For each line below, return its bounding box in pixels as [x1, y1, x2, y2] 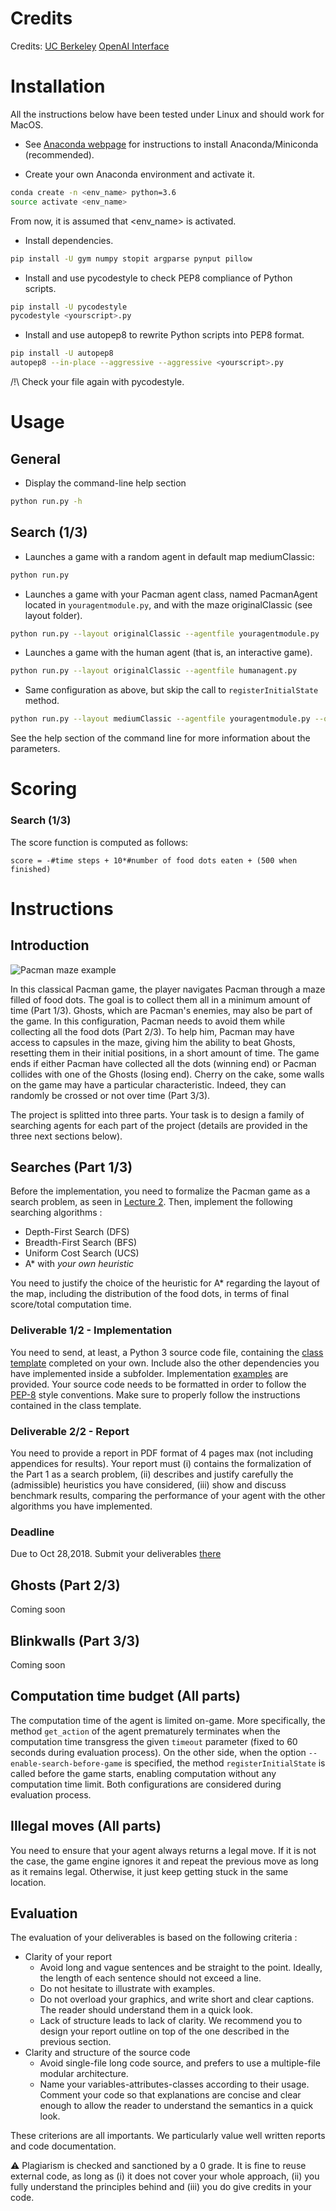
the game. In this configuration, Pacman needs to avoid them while [10, 1015, 286, 1027]
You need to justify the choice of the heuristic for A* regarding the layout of [10, 1277, 321, 1289]
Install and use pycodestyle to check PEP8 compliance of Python [24, 272, 293, 284]
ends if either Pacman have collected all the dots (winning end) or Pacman [10, 1057, 317, 1069]
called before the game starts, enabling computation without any [10, 1767, 277, 1779]
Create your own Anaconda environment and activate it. [24, 168, 255, 180]
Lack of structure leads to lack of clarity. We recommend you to [39, 2015, 303, 2027]
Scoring [10, 778, 78, 801]
